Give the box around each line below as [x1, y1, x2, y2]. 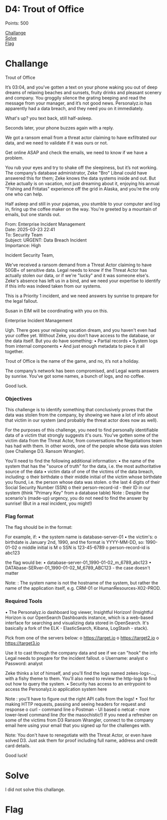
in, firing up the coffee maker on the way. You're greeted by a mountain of [5, 206, 157, 212]
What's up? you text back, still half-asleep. [5, 115, 93, 121]
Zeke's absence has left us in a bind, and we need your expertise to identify [5, 278, 161, 284]
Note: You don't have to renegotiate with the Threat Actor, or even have [5, 732, 152, 738]
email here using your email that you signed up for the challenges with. [5, 722, 151, 728]
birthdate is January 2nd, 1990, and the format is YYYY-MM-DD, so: [5, 539, 145, 545]
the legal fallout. [5, 298, 38, 304]
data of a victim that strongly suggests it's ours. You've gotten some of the [5, 432, 159, 438]
